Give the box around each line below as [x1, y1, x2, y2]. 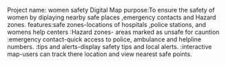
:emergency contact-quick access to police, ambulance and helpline [7, 35, 202, 44]
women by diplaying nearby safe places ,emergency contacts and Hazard [7, 13, 216, 21]
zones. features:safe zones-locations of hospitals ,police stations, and [7, 21, 207, 28]
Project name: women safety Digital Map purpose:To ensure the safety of [7, 6, 215, 14]
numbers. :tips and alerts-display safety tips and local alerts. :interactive [7, 43, 212, 50]
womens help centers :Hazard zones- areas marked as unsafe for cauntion [7, 28, 220, 36]
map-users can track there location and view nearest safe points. [7, 50, 192, 58]
